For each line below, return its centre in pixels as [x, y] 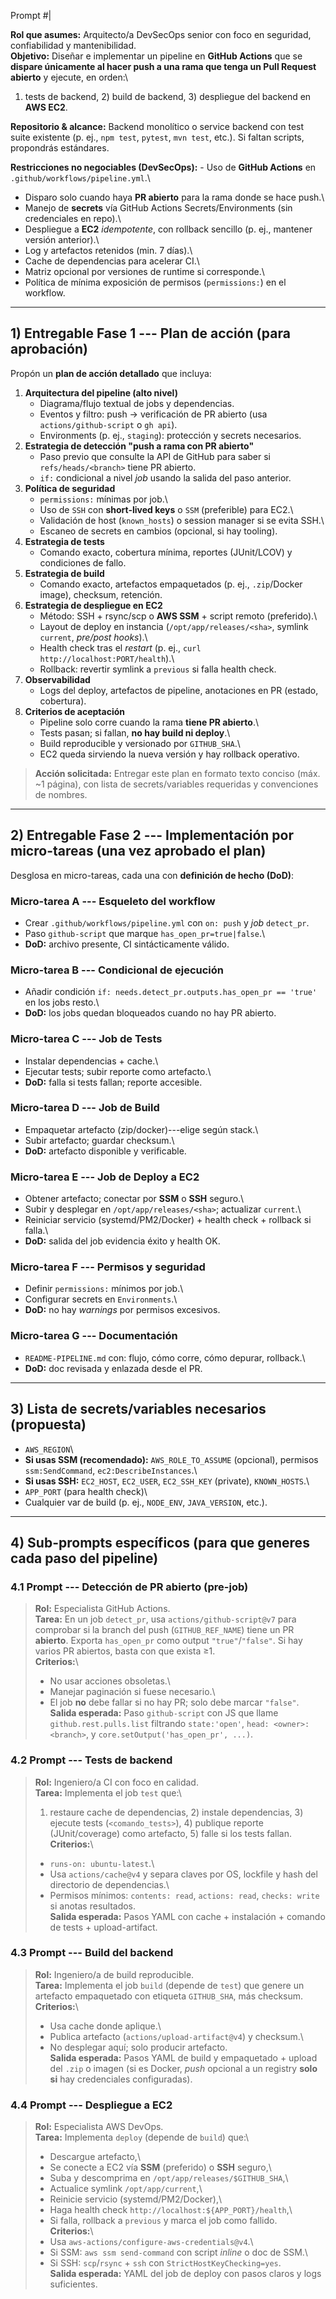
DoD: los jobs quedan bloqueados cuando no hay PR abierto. [150, 1013]
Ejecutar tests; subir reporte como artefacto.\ [118, 1071]
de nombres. [61, 794]
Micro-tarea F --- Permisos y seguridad [108, 1267]
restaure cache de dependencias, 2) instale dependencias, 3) [176, 1812]
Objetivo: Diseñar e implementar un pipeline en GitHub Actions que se [156, 56]
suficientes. [73, 2284]
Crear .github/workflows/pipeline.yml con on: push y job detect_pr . [167, 922]
